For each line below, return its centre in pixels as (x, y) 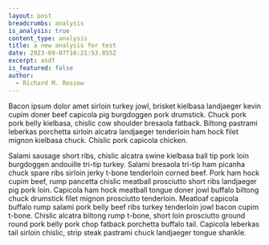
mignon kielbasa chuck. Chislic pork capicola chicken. (98, 140)
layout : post (30, 16)
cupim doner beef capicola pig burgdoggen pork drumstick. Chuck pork (128, 114)
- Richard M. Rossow (50, 83)
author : (21, 76)
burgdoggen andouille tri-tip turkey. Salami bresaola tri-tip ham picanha (127, 164)
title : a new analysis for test (62, 46)
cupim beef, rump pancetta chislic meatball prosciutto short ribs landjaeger (132, 181)
